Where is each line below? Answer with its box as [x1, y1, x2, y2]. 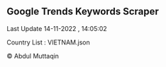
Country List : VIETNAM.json [6, 38, 90, 47]
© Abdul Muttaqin [6, 51, 60, 60]
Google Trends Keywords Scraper [6, 6, 159, 18]
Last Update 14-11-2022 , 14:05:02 [6, 24, 107, 32]
